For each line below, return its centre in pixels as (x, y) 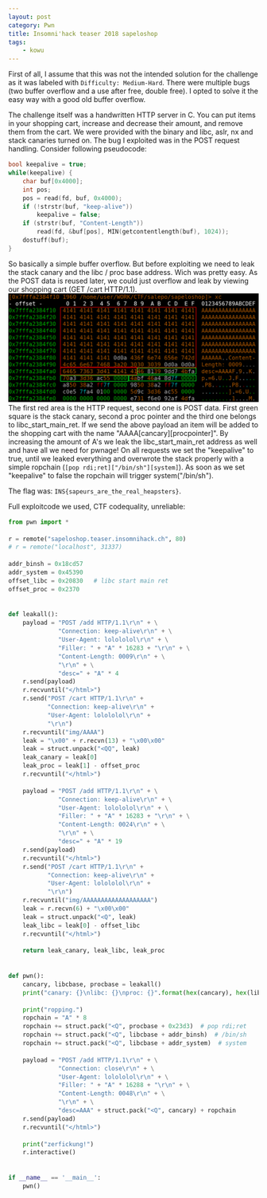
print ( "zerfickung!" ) (58, 1144)
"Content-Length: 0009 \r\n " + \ (112, 656)
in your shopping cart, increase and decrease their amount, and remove (126, 124)
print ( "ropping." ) (53, 1009)
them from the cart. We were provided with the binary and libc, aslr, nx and (131, 132)
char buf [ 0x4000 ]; (53, 181)
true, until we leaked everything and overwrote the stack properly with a (126, 458)
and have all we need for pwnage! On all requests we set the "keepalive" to (131, 450)
